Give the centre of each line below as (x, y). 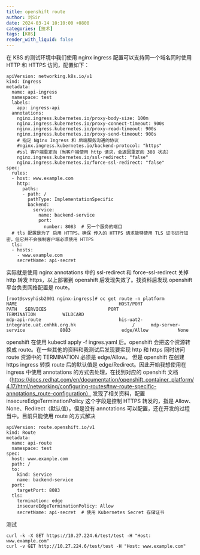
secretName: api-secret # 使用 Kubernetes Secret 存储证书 (91, 512)
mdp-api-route (24, 320)
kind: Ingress (24, 82)
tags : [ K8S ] (21, 34)
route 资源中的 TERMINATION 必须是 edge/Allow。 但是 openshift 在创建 (95, 357)
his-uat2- (131, 320)
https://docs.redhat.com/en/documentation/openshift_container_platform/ (103, 379)
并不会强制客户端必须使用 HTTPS (59, 239)
